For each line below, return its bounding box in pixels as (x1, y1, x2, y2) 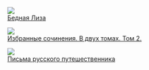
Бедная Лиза (7, 14, 47, 22)
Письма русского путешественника (7, 55, 116, 63)
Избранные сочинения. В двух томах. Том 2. (7, 34, 143, 42)
